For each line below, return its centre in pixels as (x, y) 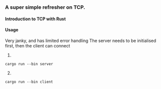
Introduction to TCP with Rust (36, 19)
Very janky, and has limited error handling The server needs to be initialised (81, 41)
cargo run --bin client (29, 82)
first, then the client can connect (38, 45)
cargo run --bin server (29, 64)
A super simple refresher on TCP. (45, 7)
